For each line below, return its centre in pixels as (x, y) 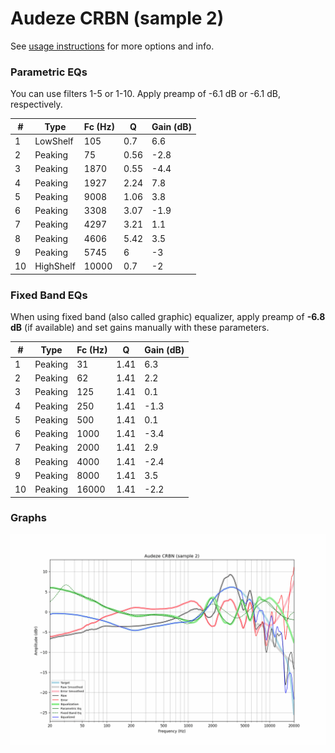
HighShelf (55, 266)
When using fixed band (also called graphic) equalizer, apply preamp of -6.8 (168, 317)
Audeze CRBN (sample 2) (117, 18)
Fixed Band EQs (49, 295)
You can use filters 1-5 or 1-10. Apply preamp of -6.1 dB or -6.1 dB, (146, 94)
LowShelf (54, 141)
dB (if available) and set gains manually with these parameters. (140, 328)
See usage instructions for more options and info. (112, 46)
